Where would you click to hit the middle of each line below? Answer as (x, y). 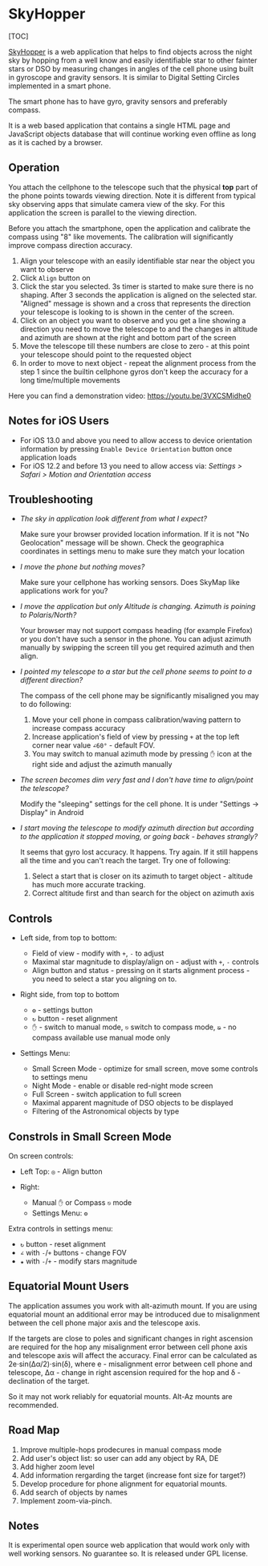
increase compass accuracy (79, 728)
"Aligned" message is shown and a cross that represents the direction (135, 303)
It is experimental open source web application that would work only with (129, 1545)
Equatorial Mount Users (69, 1286)
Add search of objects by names (74, 1492)
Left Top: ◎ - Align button (61, 1171)
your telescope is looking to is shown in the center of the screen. (127, 312)
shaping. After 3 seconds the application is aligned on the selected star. (138, 294)
